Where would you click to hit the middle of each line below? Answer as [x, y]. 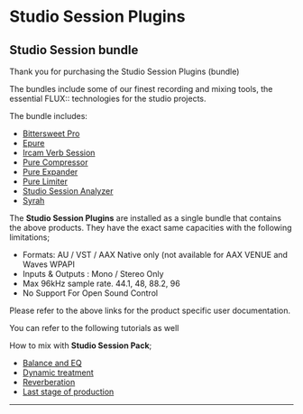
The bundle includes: [49, 116]
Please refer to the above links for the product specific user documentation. [150, 310]
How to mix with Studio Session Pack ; [81, 345]
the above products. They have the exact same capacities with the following [151, 228]
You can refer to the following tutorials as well [94, 328]
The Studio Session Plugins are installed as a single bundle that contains [146, 218]
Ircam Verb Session [59, 152]
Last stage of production [68, 391]
